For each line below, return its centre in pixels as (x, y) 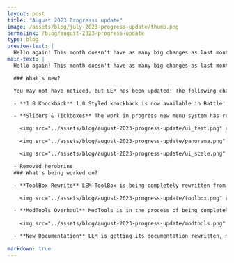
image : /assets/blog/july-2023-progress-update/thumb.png (93, 27)
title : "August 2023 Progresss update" (65, 20)
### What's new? (37, 78)
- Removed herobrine (43, 166)
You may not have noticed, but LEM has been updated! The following (115, 91)
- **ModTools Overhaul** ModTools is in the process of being (106, 211)
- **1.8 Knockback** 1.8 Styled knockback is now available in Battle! (120, 103)
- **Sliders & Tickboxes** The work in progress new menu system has (116, 116)
